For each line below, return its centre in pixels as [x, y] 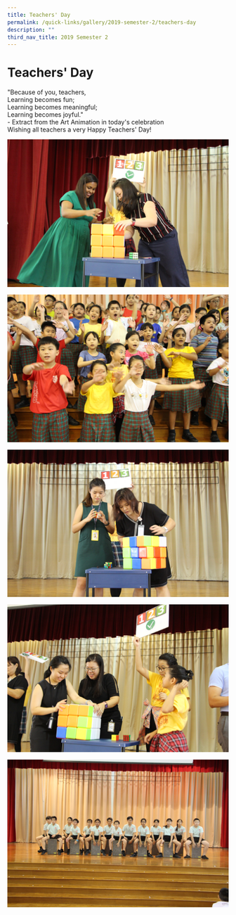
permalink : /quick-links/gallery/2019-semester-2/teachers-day [102, 22]
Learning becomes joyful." [45, 115]
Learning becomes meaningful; [52, 107]
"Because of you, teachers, [47, 92]
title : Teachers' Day [39, 15]
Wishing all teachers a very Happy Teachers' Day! [80, 129]
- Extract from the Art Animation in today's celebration [86, 122]
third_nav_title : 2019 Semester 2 [58, 37]
